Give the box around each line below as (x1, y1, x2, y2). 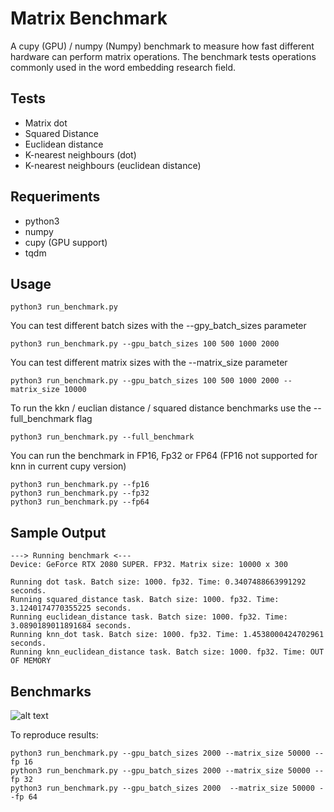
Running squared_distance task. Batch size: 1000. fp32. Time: (10, 595, 280, 605)
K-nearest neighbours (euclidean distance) (24, 159, 202, 171)
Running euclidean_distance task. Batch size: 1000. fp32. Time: (10, 612, 288, 622)
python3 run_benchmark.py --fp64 (10, 497, 150, 507)
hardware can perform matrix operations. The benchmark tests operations (10, 50, 317, 62)
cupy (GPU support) (24, 236, 108, 248)
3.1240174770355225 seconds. (10, 603, 132, 614)
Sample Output (10, 524, 107, 541)
